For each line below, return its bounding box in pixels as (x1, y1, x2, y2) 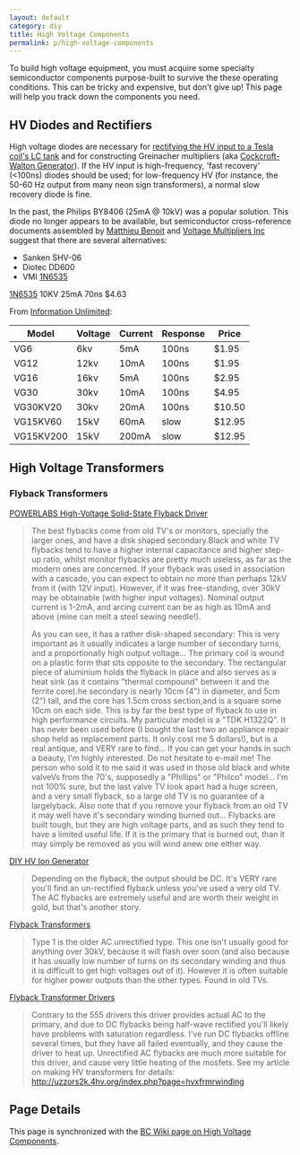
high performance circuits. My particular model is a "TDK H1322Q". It (30, 714, 287, 725)
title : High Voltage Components (9, 30, 130, 39)
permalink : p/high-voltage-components (9, 38, 154, 48)
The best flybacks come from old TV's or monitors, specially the (30, 525, 269, 536)
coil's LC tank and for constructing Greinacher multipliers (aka (9, 151, 239, 162)
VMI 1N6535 (21, 271, 68, 283)
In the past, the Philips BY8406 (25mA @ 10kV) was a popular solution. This (9, 206, 289, 217)
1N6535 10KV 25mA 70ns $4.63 (9, 289, 127, 300)
